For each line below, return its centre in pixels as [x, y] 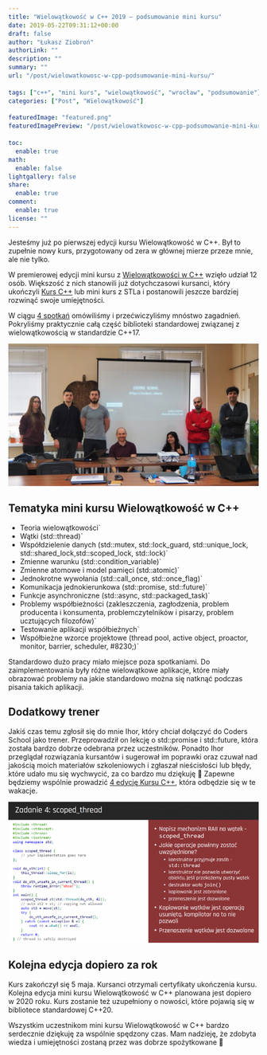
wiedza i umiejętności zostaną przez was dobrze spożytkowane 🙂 [116, 1042]
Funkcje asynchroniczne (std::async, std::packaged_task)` [115, 595]
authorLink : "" [33, 51]
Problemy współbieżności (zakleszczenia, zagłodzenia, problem [124, 604]
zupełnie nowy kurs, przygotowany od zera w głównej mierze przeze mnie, [131, 250]
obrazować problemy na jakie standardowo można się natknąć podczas [126, 678]
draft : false [30, 33]
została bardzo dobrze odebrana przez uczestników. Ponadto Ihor [116, 748]
